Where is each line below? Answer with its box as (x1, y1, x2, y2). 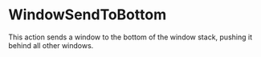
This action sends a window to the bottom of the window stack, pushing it (8, 32, 253, 42)
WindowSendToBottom (8, 6, 167, 24)
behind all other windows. (8, 40, 94, 50)
